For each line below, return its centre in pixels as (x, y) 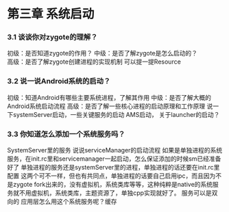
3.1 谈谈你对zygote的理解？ (52, 37)
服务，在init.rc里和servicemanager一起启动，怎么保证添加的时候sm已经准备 (114, 159)
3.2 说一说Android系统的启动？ (59, 81)
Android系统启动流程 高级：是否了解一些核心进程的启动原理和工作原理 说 (110, 106)
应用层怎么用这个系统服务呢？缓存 (69, 202)
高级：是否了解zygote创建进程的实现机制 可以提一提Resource (94, 62)
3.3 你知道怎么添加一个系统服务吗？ (66, 134)
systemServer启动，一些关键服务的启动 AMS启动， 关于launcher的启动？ (116, 114)
